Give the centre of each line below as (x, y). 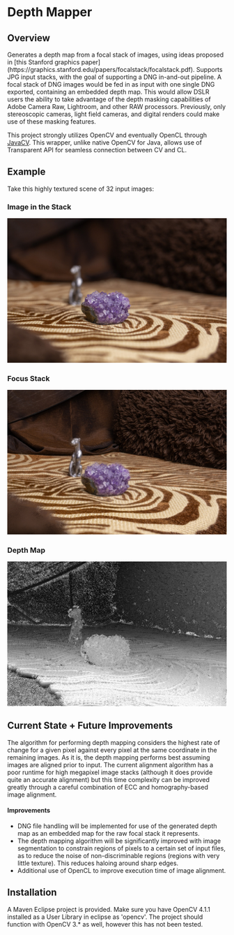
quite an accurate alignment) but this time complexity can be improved (109, 779)
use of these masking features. (52, 122)
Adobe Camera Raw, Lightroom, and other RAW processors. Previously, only (117, 107)
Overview (29, 38)
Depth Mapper (50, 12)
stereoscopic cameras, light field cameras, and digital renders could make (114, 114)
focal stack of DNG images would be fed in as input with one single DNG (111, 84)
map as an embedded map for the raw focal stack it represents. (108, 833)
